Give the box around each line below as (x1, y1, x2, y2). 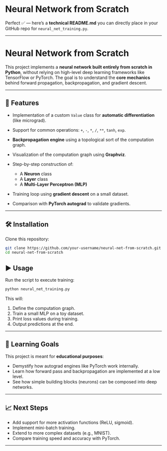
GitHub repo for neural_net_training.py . (5, 25, 88, 31)
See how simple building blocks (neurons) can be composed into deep (12, 378, 158, 384)
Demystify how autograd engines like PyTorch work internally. (12, 363, 139, 369)
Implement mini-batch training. (12, 425, 76, 431)
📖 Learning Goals (5, 340, 59, 349)
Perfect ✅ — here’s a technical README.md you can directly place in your (5, 20, 158, 26)
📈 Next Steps (5, 404, 49, 412)
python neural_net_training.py (5, 287, 70, 292)
